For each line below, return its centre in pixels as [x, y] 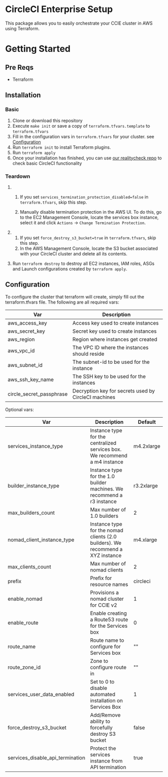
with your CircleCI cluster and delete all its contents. [73, 254]
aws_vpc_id [21, 350]
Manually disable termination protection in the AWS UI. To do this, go [91, 212]
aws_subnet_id [25, 365]
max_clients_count [29, 566]
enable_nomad [25, 599]
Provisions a [104, 593]
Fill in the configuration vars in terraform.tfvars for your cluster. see [83, 136]
